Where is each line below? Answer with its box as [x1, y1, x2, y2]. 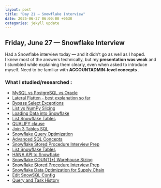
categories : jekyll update [5, 20, 59, 26]
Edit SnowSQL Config [12, 172, 56, 178]
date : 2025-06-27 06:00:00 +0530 [5, 16, 73, 21]
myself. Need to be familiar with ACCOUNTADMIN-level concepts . [5, 67, 140, 73]
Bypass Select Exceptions [12, 100, 64, 106]
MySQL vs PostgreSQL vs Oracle [12, 90, 78, 96]
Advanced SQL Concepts [12, 136, 63, 142]
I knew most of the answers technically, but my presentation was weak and [5, 57, 156, 63]
